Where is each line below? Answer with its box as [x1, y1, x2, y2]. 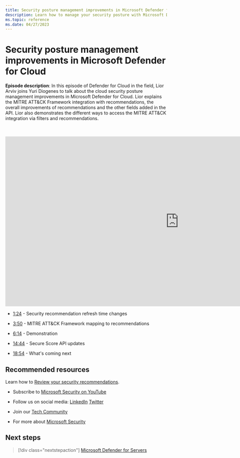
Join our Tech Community [12, 409, 68, 414]
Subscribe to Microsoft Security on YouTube [12, 389, 107, 395]
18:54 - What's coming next [12, 350, 72, 356]
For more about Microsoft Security [12, 419, 86, 425]
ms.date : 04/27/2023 [5, 22, 50, 27]
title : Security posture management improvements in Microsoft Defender [5, 7, 164, 13]
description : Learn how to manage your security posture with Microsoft [5, 12, 164, 17]
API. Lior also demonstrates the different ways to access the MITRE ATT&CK [5, 110, 167, 116]
